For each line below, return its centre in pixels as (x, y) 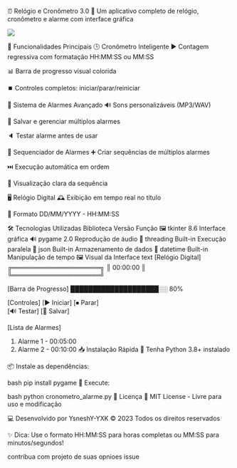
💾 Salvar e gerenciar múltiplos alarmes (64, 121)
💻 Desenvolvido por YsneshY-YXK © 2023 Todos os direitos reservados (114, 418)
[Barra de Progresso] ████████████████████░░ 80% (95, 289)
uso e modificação (35, 404)
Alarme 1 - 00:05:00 (47, 341)
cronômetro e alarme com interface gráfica (70, 19)
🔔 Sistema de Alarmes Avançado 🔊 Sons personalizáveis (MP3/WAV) (109, 105)
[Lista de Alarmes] (35, 327)
